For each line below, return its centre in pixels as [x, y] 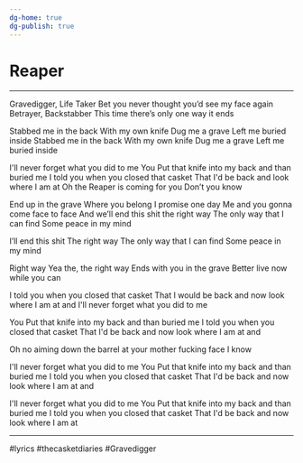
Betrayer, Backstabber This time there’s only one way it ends [122, 114]
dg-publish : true [42, 26]
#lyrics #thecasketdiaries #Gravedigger [83, 449]
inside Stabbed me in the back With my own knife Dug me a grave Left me [147, 141]
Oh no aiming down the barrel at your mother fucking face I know [131, 349]
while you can [35, 278]
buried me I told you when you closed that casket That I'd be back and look [149, 178]
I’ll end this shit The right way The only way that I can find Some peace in [145, 241]
